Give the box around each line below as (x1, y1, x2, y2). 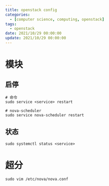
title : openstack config (5, 7, 57, 13)
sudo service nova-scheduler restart (5, 112, 84, 117)
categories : (5, 12, 30, 17)
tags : (5, 21, 17, 27)
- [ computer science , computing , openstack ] (10, 17, 104, 22)
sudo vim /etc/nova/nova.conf (5, 176, 69, 181)
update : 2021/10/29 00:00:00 (5, 36, 66, 41)
